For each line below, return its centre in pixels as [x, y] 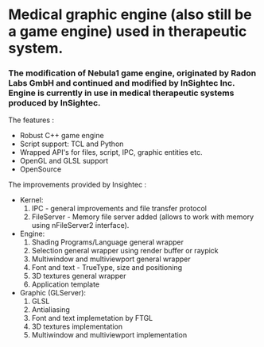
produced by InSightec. [54, 103]
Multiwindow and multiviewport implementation [109, 335]
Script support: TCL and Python [72, 144]
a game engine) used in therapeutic [128, 31]
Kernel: [31, 200]
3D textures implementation [77, 326]
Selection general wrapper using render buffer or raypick [125, 251]
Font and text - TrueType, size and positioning [107, 268]
